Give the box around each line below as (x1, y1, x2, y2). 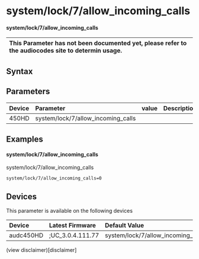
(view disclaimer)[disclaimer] (6, 247, 77, 253)
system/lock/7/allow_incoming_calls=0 (6, 175, 102, 181)
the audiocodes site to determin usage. (9, 46, 123, 55)
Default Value (104, 221, 144, 229)
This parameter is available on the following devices (6, 207, 133, 214)
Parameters (6, 87, 50, 97)
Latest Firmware (49, 221, 97, 229)
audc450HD (9, 231, 43, 239)
